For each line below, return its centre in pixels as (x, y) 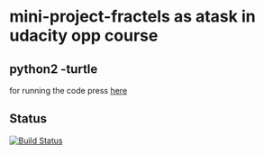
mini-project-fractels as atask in (132, 17)
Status (28, 119)
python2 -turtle (54, 69)
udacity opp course (84, 36)
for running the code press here (68, 91)
